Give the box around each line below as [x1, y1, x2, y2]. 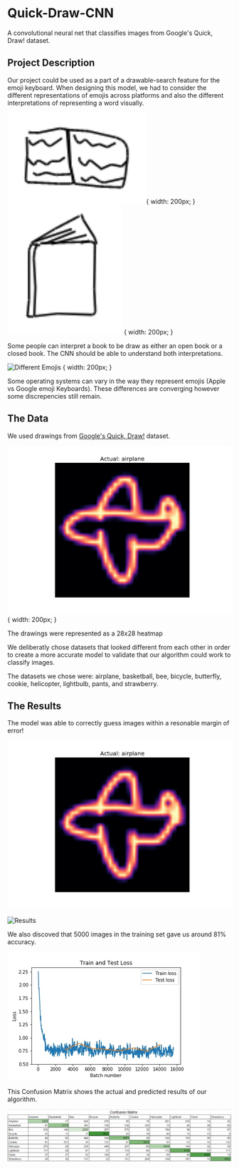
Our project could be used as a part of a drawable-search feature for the [7, 76, 221, 84]
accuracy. [7, 938, 37, 946]
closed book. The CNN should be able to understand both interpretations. [7, 349, 223, 357]
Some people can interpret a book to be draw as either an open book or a [7, 341, 223, 350]
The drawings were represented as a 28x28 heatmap [7, 629, 164, 638]
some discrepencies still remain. [7, 392, 102, 400]
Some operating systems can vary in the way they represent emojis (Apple [7, 377, 226, 385]
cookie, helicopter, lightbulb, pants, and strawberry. [7, 679, 159, 688]
